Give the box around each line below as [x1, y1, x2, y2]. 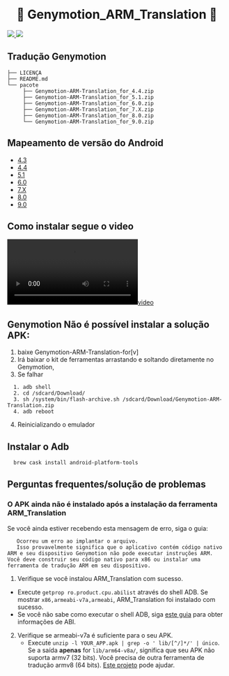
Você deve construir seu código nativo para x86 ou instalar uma [7, 556, 200, 563]
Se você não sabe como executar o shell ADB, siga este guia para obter [17, 610, 223, 618]
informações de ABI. [17, 617, 77, 626]
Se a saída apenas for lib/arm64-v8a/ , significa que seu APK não [27, 646, 215, 654]
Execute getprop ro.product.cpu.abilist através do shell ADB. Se [17, 587, 209, 596]
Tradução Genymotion [7, 51, 106, 63]
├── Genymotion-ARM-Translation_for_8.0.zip [22, 112, 155, 119]
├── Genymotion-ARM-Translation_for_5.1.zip [22, 94, 155, 101]
